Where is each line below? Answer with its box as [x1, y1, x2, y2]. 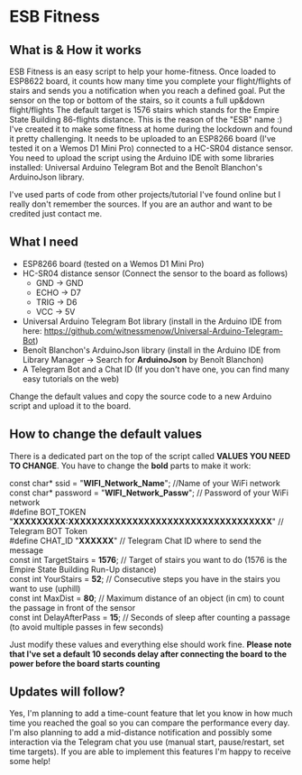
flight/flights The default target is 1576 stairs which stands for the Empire [9, 105, 279, 115]
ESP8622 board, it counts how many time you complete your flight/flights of [9, 76, 291, 87]
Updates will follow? [9, 684, 126, 700]
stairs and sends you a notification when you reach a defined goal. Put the [9, 86, 286, 96]
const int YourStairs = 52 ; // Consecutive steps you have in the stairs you [9, 573, 281, 584]
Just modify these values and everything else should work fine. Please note [9, 639, 292, 650]
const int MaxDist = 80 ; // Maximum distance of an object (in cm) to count [9, 593, 285, 604]
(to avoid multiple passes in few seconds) [9, 621, 164, 632]
